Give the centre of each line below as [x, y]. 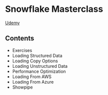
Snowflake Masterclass [54, 9]
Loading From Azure [33, 82]
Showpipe [22, 87]
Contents [20, 38]
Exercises [22, 50]
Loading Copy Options [35, 61]
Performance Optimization [39, 71]
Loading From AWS [32, 76]
